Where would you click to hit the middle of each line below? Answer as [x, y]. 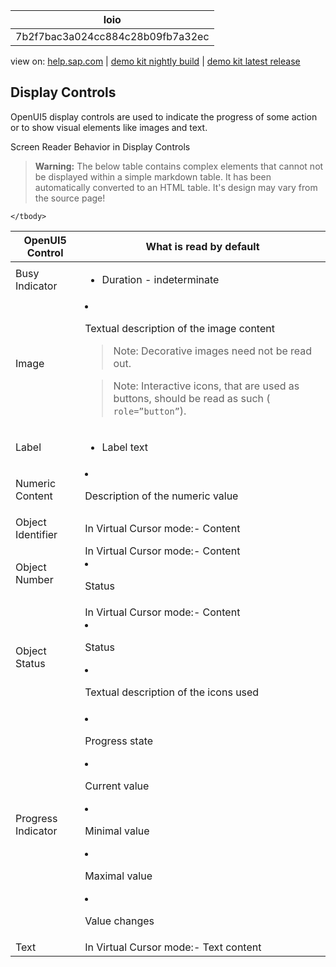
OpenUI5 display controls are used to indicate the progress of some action [164, 116]
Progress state [119, 741]
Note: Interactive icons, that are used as [206, 386]
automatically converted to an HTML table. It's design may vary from [176, 187]
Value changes [119, 921]
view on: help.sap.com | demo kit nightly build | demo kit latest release [155, 61]
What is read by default [202, 246]
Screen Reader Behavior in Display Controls [100, 146]
